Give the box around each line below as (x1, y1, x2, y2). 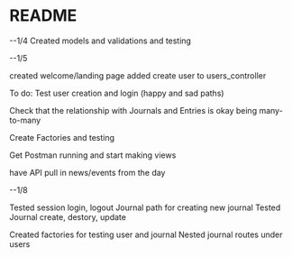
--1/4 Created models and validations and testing (9, 35, 192, 46)
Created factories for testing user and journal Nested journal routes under (9, 229, 283, 240)
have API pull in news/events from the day (9, 167, 166, 178)
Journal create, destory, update (9, 211, 126, 222)
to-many (9, 115, 41, 125)
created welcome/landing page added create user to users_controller (9, 69, 267, 81)
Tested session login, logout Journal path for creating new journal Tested (9, 202, 281, 213)
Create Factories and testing (9, 132, 115, 142)
